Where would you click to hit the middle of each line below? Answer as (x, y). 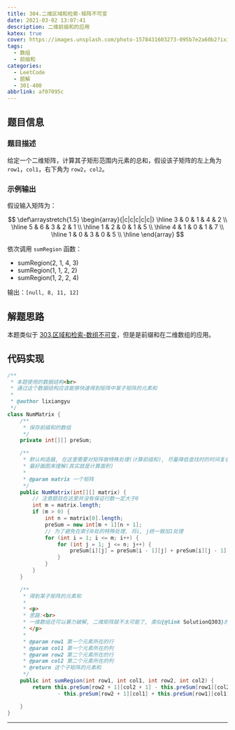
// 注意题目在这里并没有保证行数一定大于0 (85, 499)
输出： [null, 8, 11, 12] (43, 292)
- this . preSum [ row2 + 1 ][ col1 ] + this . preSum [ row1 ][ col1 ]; (145, 694)
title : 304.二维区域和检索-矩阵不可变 (57, 14)
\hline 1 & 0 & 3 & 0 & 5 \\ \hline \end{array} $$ (117, 235)
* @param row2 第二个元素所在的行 (68, 655)
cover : (17, 40)
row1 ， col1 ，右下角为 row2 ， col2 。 (58, 169)
